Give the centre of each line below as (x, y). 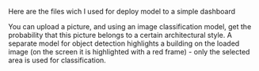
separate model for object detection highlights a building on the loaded (124, 43)
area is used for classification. (57, 60)
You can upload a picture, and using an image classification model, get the (130, 26)
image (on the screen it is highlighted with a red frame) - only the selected (129, 52)
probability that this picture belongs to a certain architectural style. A (120, 35)
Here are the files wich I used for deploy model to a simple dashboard (122, 11)
